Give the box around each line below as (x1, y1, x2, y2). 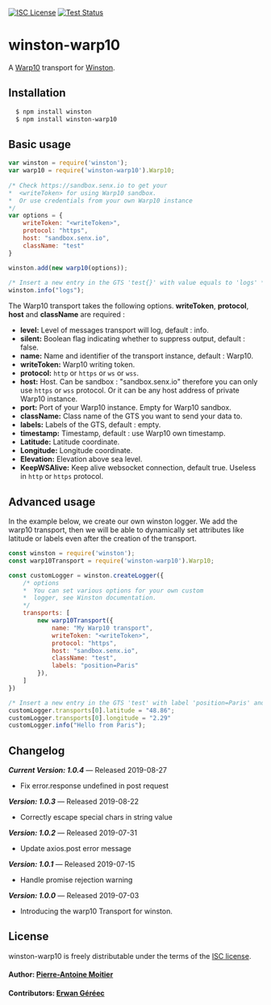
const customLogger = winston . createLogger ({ (8, 571, 164, 579)
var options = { (8, 211, 63, 220)
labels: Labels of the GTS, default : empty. (19, 420, 161, 430)
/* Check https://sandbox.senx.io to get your (8, 181, 168, 189)
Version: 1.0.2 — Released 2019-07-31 (8, 828, 138, 837)
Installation (8, 86, 66, 100)
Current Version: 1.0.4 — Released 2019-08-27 (8, 765, 168, 775)
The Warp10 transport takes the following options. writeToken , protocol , (8, 301, 249, 311)
